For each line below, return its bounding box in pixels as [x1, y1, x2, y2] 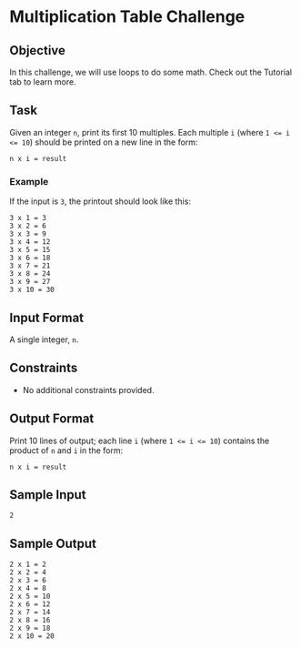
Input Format [9, 309, 85, 325]
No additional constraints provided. [22, 384, 155, 395]
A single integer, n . [9, 334, 79, 345]
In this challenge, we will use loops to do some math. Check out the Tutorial [9, 66, 293, 77]
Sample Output [9, 535, 97, 552]
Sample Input [9, 487, 86, 502]
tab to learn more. [9, 76, 76, 87]
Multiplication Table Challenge [9, 6, 246, 27]
